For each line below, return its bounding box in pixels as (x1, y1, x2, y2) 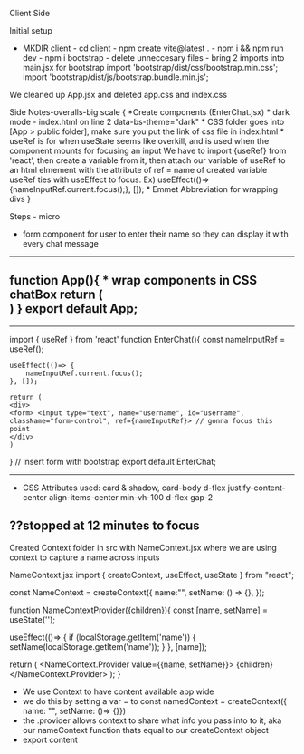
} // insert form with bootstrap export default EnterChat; (9, 456, 217, 467)
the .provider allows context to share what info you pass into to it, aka (22, 715, 282, 726)
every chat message (22, 238, 100, 248)
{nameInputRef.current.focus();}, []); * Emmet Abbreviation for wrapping (9, 184, 279, 194)
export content (22, 734, 79, 745)
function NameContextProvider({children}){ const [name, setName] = (9, 604, 269, 615)
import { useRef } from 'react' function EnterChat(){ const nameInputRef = (9, 333, 286, 344)
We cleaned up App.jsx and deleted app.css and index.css (9, 90, 228, 100)
